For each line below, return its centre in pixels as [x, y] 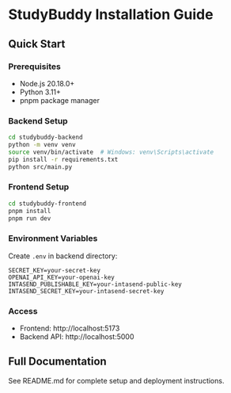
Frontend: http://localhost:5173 [70, 328]
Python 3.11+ [40, 92]
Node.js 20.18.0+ [47, 83]
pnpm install [30, 211]
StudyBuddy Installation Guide [111, 15]
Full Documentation [57, 362]
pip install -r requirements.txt [63, 159]
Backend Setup [38, 120]
